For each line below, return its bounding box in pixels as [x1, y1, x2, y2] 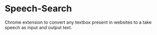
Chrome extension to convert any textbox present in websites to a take [5, 19, 152, 25]
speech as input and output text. [5, 24, 72, 30]
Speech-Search [5, 3, 72, 14]
